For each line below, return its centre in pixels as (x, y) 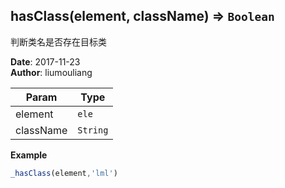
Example (29, 155)
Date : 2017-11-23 (45, 61)
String (93, 130)
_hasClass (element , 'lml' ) (64, 173)
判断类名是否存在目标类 (58, 41)
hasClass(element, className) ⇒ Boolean (142, 16)
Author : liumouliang (51, 72)
